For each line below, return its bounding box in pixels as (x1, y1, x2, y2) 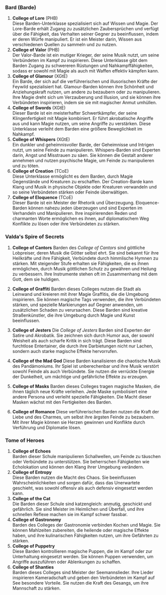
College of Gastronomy (12, 517, 61, 523)
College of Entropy (12, 469, 52, 475)
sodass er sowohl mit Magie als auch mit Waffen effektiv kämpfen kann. (12, 68, 160, 74)
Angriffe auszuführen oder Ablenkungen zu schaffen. (12, 559, 121, 565)
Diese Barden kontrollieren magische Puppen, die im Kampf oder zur (12, 548, 153, 554)
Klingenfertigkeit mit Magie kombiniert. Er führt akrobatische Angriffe (12, 116, 154, 122)
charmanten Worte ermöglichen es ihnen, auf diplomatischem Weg (12, 215, 149, 222)
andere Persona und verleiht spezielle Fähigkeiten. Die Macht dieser (12, 394, 152, 399)
